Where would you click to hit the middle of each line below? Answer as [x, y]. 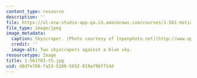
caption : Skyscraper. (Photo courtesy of [63, 39]
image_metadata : [26, 33]
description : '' [26, 17]
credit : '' [25, 45]
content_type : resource [35, 11]
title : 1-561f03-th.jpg [35, 60]
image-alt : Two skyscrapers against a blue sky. [72, 50]
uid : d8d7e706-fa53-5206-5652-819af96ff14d [60, 66]
